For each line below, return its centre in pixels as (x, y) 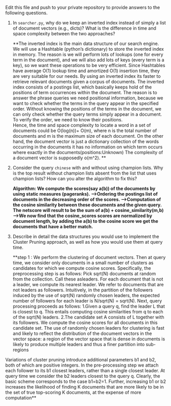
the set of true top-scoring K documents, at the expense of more (73, 392)
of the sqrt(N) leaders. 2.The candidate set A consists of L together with (88, 317)
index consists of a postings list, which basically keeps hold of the (82, 87)
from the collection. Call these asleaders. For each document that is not (88, 279)
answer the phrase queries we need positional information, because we (88, 98)
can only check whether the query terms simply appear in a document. (87, 114)
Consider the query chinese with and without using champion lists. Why (88, 168)
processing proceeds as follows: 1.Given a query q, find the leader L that (89, 306)
